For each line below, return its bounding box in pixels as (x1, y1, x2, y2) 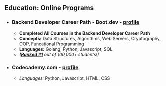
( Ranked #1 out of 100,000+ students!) (19, 51, 99, 57)
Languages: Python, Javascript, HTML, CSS (19, 75, 110, 81)
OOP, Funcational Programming (19, 41, 84, 47)
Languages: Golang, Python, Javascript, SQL (19, 46, 113, 52)
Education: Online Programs (4, 4, 94, 12)
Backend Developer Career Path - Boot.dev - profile (11, 19, 140, 26)
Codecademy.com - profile (11, 64, 79, 71)
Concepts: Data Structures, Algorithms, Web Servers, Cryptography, (19, 35, 161, 41)
